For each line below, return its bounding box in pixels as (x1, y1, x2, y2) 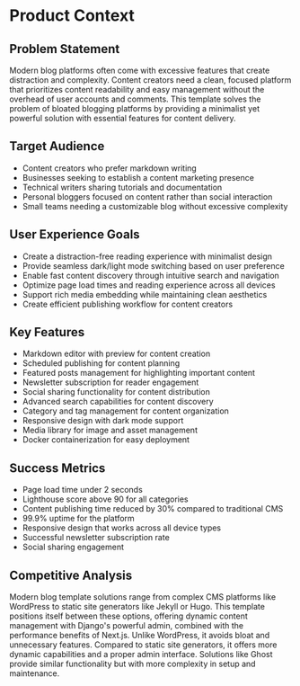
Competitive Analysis (9, 567, 133, 583)
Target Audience (9, 138, 105, 154)
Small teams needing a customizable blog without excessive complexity (22, 200, 288, 211)
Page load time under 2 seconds (22, 485, 144, 495)
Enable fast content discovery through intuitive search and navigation (22, 270, 280, 281)
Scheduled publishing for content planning (22, 358, 181, 369)
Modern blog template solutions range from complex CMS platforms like (9, 592, 277, 602)
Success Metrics (9, 460, 106, 476)
